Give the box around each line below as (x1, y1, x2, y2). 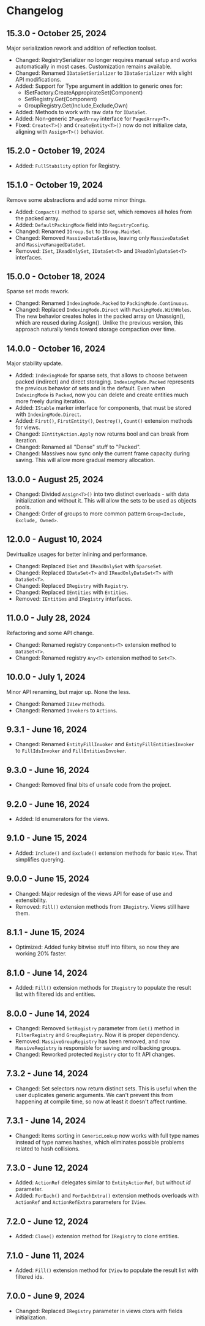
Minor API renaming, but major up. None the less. (6, 688, 130, 695)
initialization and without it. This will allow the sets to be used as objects (15, 497, 197, 504)
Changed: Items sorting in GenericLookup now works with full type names (15, 1131, 199, 1139)
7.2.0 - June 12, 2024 (6, 1216, 89, 1227)
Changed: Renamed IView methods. (15, 700, 106, 707)
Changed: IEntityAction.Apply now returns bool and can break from (15, 430, 189, 438)
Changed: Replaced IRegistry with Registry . (15, 582, 129, 589)
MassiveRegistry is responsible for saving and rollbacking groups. (15, 1044, 181, 1051)
